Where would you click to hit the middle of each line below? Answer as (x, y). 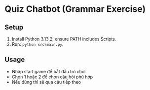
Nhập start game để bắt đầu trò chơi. (49, 71)
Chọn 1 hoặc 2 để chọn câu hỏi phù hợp (52, 77)
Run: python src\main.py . (37, 44)
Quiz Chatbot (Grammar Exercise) (75, 9)
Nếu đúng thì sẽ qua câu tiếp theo (46, 82)
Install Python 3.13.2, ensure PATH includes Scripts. (64, 39)
